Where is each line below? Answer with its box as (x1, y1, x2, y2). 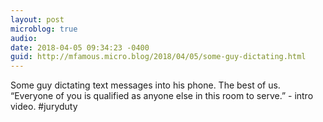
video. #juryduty (10, 101, 78, 113)
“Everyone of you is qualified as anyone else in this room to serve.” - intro (10, 90, 314, 102)
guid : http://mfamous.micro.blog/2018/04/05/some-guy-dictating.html (10, 52, 307, 62)
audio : (10, 33, 38, 43)
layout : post (10, 14, 65, 25)
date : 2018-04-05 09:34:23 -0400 (10, 42, 150, 53)
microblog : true (10, 24, 78, 34)
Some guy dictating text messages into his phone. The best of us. (10, 79, 281, 91)
